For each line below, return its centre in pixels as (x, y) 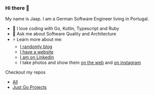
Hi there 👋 (17, 8)
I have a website (37, 52)
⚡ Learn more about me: (37, 39)
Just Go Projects (29, 87)
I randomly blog (36, 46)
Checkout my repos (25, 72)
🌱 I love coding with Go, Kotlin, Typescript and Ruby (66, 28)
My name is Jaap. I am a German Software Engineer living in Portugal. (77, 19)
